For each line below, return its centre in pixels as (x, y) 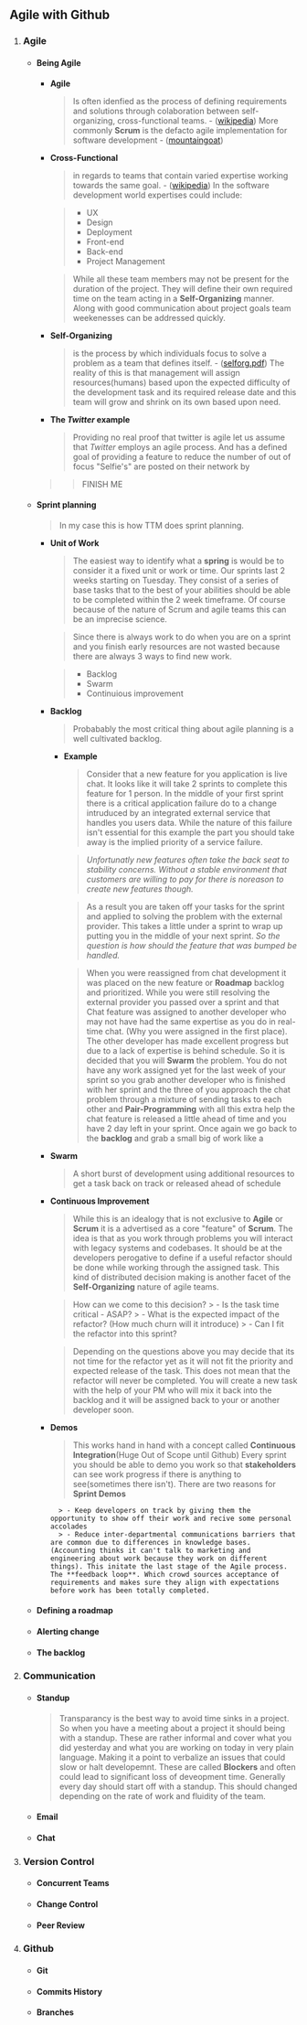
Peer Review (60, 1925)
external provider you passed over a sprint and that (183, 1002)
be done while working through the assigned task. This (176, 1267)
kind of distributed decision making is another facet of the (182, 1277)
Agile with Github (60, 15)
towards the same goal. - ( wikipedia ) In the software (171, 185)
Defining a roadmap (75, 1611)
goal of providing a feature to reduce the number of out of (182, 456)
